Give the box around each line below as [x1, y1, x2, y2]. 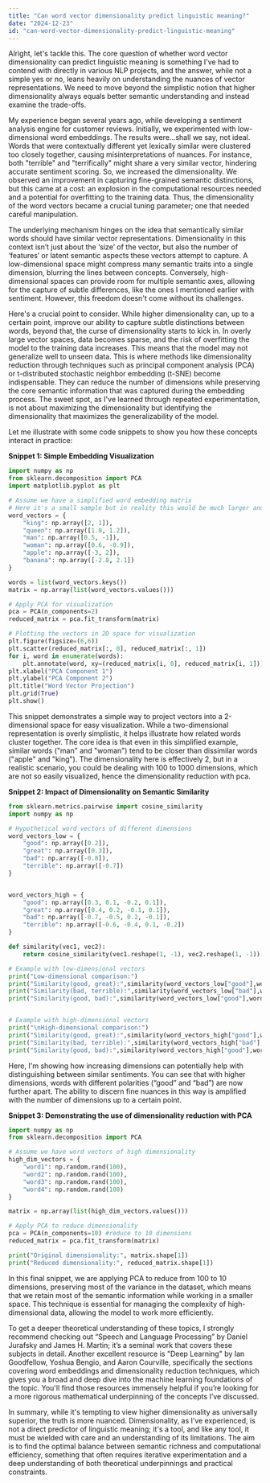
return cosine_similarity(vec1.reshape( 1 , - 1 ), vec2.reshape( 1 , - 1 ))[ [22, 950, 264, 958]
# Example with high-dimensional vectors [8, 1017, 149, 1025]
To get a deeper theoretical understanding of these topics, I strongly [8, 1323, 235, 1333]
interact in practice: [8, 436, 73, 446]
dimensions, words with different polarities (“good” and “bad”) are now [8, 1078, 243, 1087]
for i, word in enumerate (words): [8, 652, 125, 660]
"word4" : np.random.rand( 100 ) [22, 1185, 125, 1193]
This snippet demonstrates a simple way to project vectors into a [8, 711, 223, 721]
